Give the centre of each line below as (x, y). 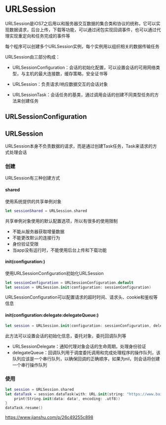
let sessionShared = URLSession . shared (46, 211)
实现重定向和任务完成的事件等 (40, 36)
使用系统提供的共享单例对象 (33, 201)
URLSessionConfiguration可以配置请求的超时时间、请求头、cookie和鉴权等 (82, 297)
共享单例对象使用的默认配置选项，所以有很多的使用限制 (61, 221)
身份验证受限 (25, 244)
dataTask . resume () (24, 408)
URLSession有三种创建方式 (33, 178)
